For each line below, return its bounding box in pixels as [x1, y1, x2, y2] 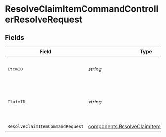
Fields [5, 34, 25, 42]
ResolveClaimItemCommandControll [5, 3, 159, 15]
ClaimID [7, 99, 26, 104]
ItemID [7, 67, 23, 72]
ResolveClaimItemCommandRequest [7, 123, 84, 129]
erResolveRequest [5, 14, 83, 25]
